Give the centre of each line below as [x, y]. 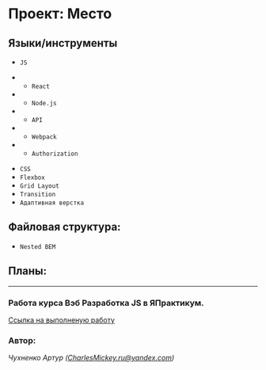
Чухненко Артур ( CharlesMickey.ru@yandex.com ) [91, 358]
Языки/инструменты [63, 43]
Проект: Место [60, 14]
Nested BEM [38, 246]
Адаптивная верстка [52, 203]
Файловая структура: [65, 227]
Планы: [28, 271]
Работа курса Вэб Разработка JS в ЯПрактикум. [106, 303]
